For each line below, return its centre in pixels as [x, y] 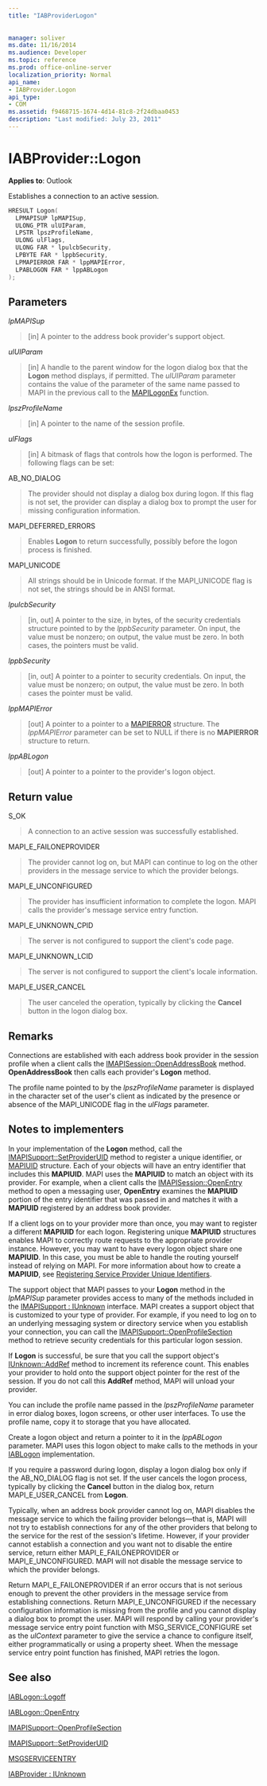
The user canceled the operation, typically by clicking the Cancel [135, 1003]
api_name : [25, 82]
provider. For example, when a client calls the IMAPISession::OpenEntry [125, 1182]
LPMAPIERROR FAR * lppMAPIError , [71, 262]
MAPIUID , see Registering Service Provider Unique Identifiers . [110, 1273]
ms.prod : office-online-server [60, 68]
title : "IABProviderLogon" [53, 16]
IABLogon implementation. [52, 1454]
